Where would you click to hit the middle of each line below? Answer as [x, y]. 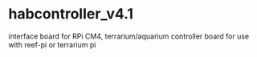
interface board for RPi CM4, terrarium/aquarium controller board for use [129, 36]
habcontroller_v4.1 [71, 14]
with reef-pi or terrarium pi [52, 44]
